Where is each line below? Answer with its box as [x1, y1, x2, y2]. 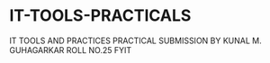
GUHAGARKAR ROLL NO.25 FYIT [9, 44, 132, 55]
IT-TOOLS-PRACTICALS [9, 5, 192, 26]
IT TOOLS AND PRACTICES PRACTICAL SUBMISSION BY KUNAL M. [9, 35, 263, 46]
